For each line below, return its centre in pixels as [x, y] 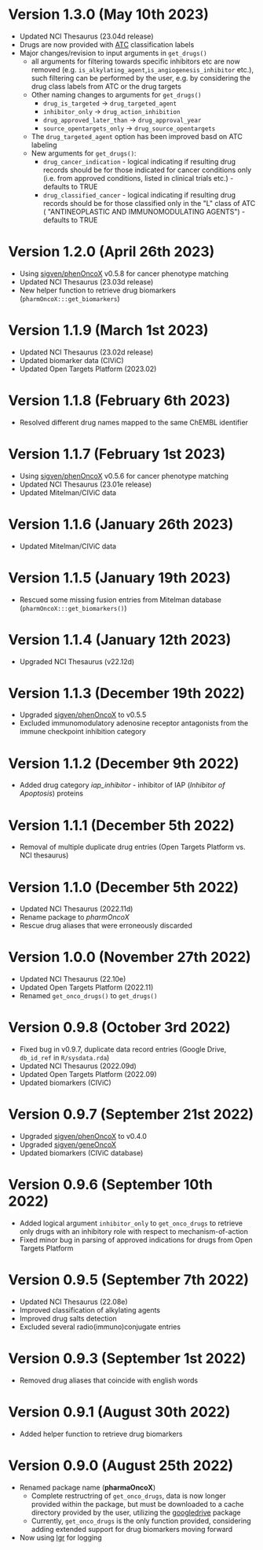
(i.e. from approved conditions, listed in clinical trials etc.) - [138, 178]
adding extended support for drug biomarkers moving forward [132, 1529]
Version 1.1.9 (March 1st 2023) [109, 331]
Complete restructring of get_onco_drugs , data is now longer [128, 1496]
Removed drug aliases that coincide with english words [109, 1380]
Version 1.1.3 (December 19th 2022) [127, 693]
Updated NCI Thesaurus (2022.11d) [76, 909]
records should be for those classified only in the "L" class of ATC [149, 203]
